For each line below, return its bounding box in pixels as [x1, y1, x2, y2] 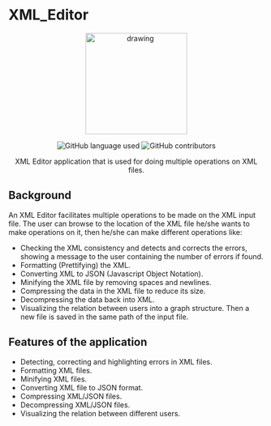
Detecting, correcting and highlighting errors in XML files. [19, 356, 213, 366]
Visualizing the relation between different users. [19, 408, 181, 418]
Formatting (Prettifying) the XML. [19, 260, 131, 270]
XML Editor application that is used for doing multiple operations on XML [15, 156, 258, 166]
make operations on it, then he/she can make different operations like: [8, 227, 243, 236]
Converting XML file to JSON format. [19, 382, 144, 392]
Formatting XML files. [19, 365, 92, 375]
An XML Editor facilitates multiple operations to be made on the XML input [8, 210, 256, 219]
